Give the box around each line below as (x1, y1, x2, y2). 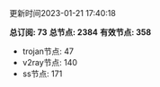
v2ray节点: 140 (22, 57, 78, 67)
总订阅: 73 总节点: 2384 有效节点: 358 (9, 27, 152, 38)
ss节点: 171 (22, 68, 63, 79)
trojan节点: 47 (22, 46, 75, 57)
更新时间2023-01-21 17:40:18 (9, 8, 117, 18)
